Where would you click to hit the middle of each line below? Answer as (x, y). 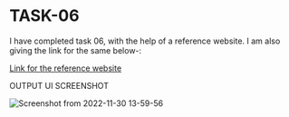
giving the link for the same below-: (76, 50)
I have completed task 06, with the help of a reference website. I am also (145, 41)
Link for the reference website (66, 68)
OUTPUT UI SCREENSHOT (59, 85)
